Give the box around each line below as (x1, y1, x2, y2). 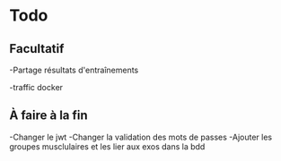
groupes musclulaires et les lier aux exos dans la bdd (9, 140, 206, 152)
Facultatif (9, 41, 65, 56)
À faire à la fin (9, 108, 88, 123)
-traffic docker (9, 82, 64, 92)
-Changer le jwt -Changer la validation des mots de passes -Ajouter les (9, 131, 273, 142)
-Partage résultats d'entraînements (9, 64, 139, 75)
